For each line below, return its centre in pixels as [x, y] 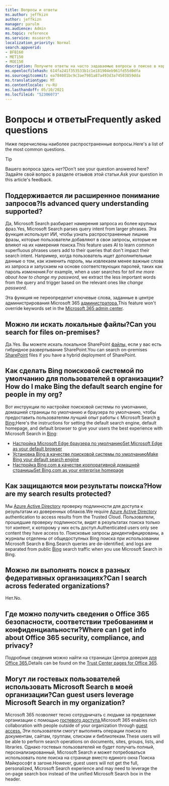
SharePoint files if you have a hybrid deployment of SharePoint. [71, 355]
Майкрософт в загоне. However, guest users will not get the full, [72, 763]
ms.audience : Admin [26, 29]
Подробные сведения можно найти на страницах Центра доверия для [81, 658]
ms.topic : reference [27, 33]
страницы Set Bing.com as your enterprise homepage [68, 470]
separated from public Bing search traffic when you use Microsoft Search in [84, 549]
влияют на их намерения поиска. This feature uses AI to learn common [80, 245]
